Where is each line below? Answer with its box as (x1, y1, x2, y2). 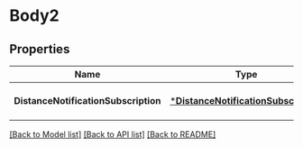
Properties (9, 42, 70, 57)
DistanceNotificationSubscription (14, 95, 161, 106)
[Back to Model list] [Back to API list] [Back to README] (9, 129, 216, 140)
